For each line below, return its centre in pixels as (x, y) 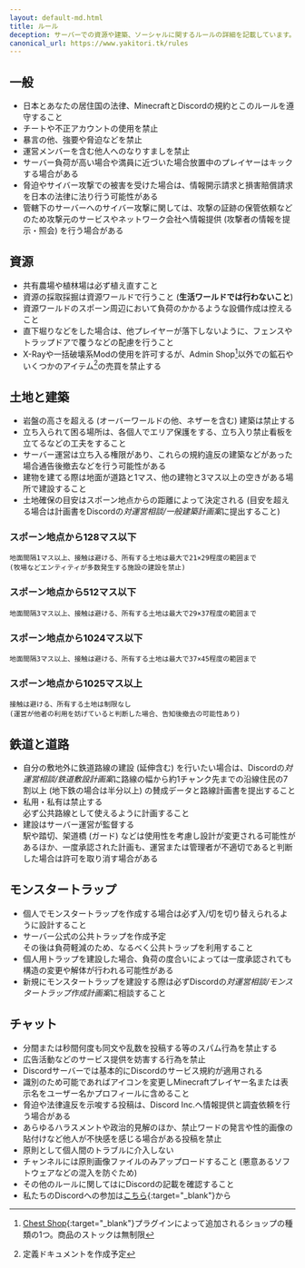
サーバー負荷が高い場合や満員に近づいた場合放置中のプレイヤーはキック (157, 162)
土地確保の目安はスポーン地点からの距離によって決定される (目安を (148, 500)
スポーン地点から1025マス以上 (76, 683)
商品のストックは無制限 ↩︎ (106, 1234)
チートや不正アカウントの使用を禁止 (90, 129)
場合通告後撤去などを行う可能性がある (94, 466)
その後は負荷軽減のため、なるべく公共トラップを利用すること (138, 947)
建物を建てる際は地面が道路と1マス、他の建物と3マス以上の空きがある (154, 477)
